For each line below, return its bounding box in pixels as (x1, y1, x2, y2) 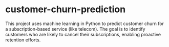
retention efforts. (5, 37, 41, 43)
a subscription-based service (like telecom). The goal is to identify (5, 26, 145, 32)
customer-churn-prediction (5, 4, 126, 15)
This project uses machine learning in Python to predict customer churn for (5, 20, 164, 27)
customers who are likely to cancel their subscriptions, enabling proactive (5, 31, 161, 37)
